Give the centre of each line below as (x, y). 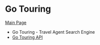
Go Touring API (27, 37)
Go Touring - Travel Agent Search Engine (53, 32)
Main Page (16, 22)
